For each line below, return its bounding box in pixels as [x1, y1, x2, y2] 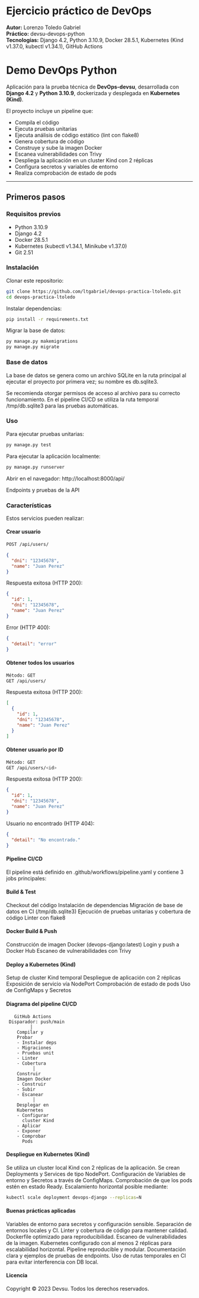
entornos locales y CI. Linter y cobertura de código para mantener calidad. [6, 1227, 188, 1234]
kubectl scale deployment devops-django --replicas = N [6, 1194, 142, 1201]
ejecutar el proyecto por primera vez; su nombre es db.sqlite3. [6, 378, 159, 385]
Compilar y [17, 1029, 44, 1035]
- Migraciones [17, 1044, 52, 1051]
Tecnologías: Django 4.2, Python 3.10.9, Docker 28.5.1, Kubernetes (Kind [6, 36, 184, 43]
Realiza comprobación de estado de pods [14, 169, 117, 176]
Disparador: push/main [8, 1019, 65, 1025]
